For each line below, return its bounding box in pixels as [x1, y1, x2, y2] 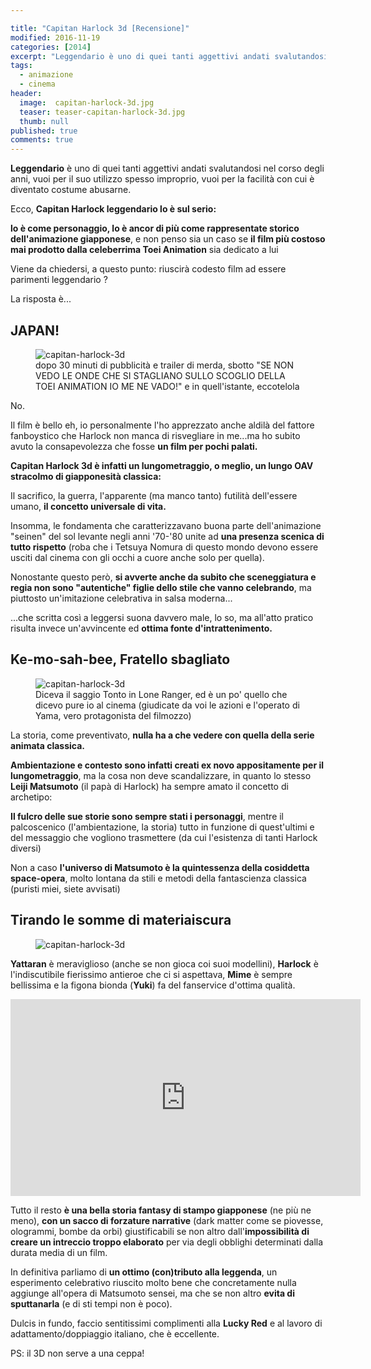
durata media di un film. [10, 1246, 108, 1258]
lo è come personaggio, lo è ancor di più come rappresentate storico [10, 222, 300, 235]
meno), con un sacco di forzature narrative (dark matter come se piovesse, [10, 1214, 324, 1226]
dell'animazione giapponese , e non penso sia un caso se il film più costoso [10, 233, 326, 245]
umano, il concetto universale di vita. [10, 500, 167, 512]
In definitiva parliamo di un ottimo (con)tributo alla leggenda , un [10, 1266, 278, 1278]
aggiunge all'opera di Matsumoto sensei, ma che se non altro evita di [10, 1287, 295, 1299]
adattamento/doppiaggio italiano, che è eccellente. [10, 1327, 220, 1340]
